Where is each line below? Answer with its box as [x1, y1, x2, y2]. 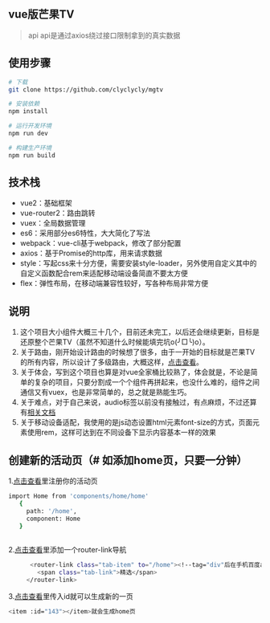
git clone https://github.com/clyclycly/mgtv [8, 85, 163, 94]
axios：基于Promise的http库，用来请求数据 [19, 248, 163, 259]
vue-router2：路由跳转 [19, 208, 96, 218]
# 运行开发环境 [8, 122, 52, 130]
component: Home [26, 515, 81, 523]
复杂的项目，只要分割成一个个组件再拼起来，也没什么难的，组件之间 [34, 377, 260, 387]
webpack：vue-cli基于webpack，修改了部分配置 [19, 238, 182, 248]
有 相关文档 [19, 408, 56, 417]
